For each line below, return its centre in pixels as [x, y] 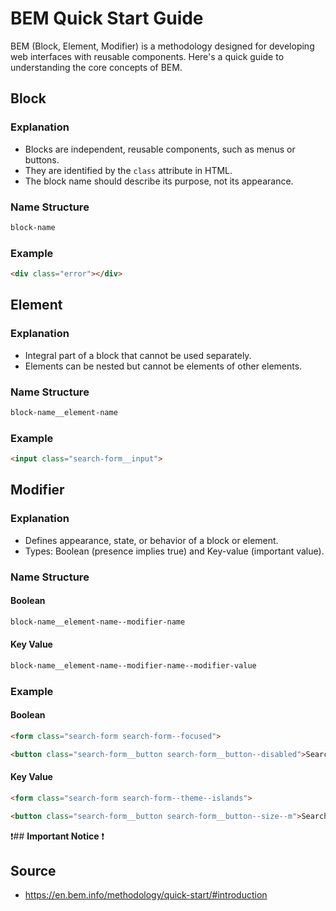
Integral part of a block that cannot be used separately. [138, 355]
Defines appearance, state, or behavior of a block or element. [151, 540]
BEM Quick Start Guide [107, 18]
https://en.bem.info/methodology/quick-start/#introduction [146, 895]
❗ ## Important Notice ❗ [57, 836]
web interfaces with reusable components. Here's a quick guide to [147, 56]
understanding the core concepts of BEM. [96, 67]
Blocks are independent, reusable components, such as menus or [160, 149]
